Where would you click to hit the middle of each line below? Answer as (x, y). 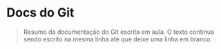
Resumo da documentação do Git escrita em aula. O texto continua (119, 32)
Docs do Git (40, 13)
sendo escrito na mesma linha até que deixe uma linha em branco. (117, 39)
